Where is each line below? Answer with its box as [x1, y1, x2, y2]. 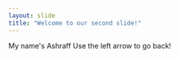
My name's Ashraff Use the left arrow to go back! [8, 41, 172, 50]
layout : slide [8, 11, 56, 20]
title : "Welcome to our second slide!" [8, 19, 142, 27]
